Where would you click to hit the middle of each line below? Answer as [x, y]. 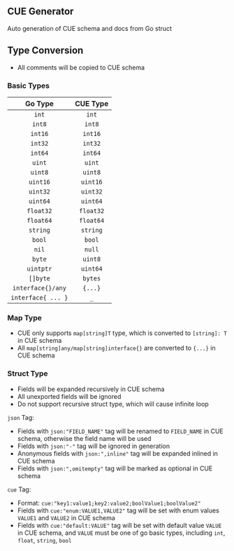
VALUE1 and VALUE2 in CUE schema [66, 517]
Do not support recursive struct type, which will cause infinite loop [113, 404]
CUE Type [92, 103]
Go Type [39, 103]
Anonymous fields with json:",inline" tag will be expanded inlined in [118, 453]
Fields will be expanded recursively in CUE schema [91, 389]
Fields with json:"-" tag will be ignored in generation [93, 446]
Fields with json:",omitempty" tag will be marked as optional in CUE [115, 468]
